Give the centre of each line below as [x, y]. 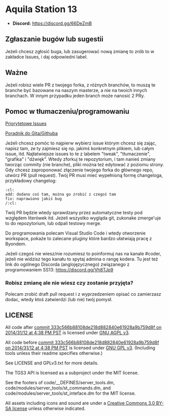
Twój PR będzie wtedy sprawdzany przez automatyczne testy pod [74, 213]
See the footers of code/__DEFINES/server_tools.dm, [60, 383]
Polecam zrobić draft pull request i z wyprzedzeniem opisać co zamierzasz [83, 294]
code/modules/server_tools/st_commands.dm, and [58, 388]
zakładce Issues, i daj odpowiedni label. [46, 57]
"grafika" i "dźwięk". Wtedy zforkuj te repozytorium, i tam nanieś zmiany [80, 159]
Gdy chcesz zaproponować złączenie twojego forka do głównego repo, [79, 170]
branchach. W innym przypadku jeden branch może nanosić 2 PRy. [75, 96]
